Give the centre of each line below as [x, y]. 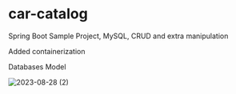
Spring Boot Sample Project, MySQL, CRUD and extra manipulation [118, 36]
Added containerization [47, 51]
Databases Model [37, 67]
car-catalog [48, 14]
